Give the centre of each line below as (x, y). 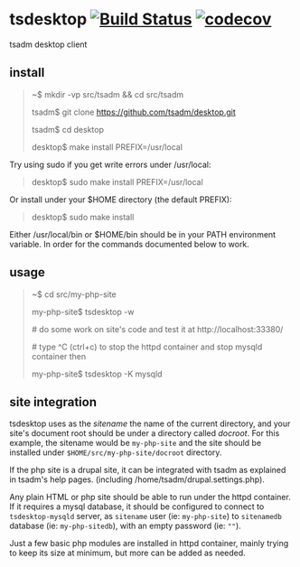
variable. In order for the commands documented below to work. (130, 244)
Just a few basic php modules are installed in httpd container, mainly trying (149, 544)
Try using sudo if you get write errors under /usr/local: (110, 164)
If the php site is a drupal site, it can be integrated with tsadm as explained (148, 470)
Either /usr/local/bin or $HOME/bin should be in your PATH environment (143, 234)
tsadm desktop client (48, 44)
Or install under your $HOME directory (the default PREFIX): (121, 200)
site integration (53, 402)
